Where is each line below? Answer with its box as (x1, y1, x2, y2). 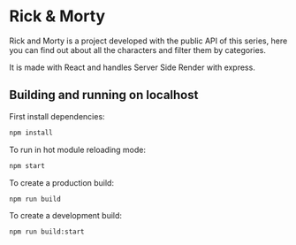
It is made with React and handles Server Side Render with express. (9, 62, 256, 73)
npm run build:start (9, 227, 86, 236)
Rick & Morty (9, 6, 106, 27)
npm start (9, 161, 46, 170)
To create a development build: (9, 211, 122, 221)
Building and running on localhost (9, 88, 199, 103)
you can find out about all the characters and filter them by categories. (9, 44, 267, 55)
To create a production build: (9, 177, 115, 188)
